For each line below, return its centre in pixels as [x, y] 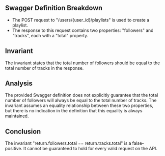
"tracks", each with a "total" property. [50, 35]
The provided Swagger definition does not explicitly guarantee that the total [82, 95]
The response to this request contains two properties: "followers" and [83, 30]
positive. [14, 149]
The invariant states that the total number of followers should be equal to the [82, 63]
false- [138, 143]
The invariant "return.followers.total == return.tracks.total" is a [68, 143]
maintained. [17, 116]
